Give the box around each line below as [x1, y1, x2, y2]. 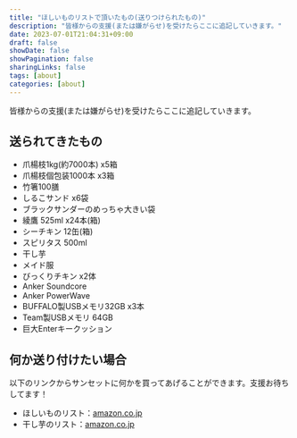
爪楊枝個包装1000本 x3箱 [21, 171, 115, 181]
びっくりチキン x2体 [21, 271, 96, 282]
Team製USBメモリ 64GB [21, 312, 113, 323]
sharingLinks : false [9, 63, 87, 72]
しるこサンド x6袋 [21, 193, 89, 204]
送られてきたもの [9, 134, 103, 149]
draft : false [9, 38, 58, 47]
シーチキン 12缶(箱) [21, 226, 94, 237]
